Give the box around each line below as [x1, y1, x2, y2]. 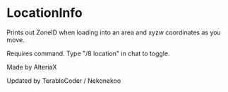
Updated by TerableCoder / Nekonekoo [6, 76, 121, 85]
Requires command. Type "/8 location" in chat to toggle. [6, 49, 170, 58]
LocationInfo [6, 5, 83, 21]
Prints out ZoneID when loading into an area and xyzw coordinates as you [6, 28, 222, 37]
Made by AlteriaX [6, 63, 57, 71]
